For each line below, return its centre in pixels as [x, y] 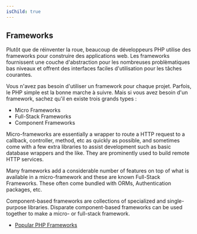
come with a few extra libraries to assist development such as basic [89, 147]
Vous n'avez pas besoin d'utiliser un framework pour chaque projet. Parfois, [99, 86]
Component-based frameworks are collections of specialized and [86, 201]
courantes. [19, 75]
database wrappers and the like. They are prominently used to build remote [98, 153]
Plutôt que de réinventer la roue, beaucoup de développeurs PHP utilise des [98, 50]
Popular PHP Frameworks [46, 225]
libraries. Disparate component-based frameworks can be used [105, 207]
